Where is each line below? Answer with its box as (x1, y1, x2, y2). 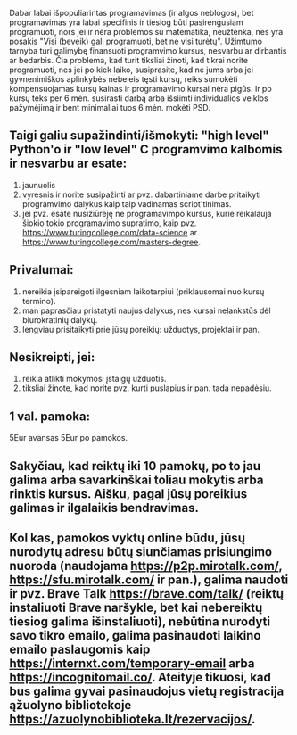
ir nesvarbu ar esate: (9, 156, 128, 171)
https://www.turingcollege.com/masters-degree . (21, 236, 201, 247)
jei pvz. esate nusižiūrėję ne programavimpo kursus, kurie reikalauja (21, 208, 272, 219)
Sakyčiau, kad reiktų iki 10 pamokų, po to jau (9, 458, 261, 474)
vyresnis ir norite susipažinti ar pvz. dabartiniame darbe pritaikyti (21, 189, 261, 200)
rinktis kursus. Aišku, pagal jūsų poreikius (9, 486, 248, 501)
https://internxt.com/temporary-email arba (9, 656, 256, 672)
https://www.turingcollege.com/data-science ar (21, 227, 198, 237)
